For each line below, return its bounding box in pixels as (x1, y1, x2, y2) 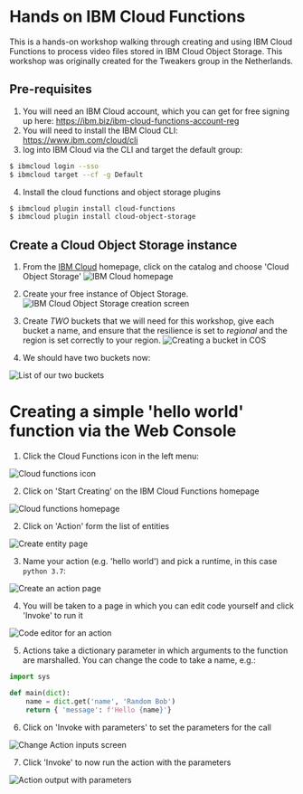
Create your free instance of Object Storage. (22, 288, 189, 299)
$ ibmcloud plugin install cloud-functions (9, 203, 176, 213)
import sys (9, 672, 51, 681)
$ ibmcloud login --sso (9, 161, 99, 171)
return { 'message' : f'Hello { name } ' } (25, 705, 172, 714)
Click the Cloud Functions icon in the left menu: (22, 450, 199, 461)
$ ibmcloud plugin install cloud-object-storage (9, 213, 196, 222)
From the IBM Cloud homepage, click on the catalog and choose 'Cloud (22, 261, 289, 272)
